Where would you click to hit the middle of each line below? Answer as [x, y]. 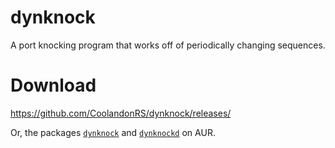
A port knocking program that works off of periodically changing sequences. [168, 45]
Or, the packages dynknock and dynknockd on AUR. [113, 132]
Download [53, 85]
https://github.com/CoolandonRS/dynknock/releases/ [121, 113]
